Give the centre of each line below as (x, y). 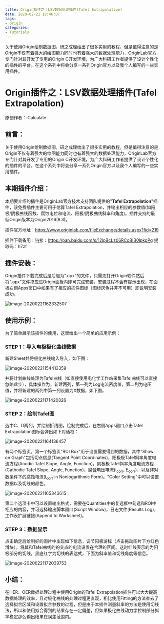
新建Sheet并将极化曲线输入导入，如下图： (47, 358)
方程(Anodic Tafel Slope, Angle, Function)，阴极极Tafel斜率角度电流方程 (82, 463)
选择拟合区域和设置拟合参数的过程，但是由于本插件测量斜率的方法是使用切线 (82, 604)
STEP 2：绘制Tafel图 (30, 414)
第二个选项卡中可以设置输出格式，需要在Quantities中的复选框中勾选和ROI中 (81, 503)
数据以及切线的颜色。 (26, 483)
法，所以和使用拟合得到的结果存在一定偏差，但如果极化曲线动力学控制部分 (80, 610)
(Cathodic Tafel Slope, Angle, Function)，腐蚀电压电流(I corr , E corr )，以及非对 (82, 470)
